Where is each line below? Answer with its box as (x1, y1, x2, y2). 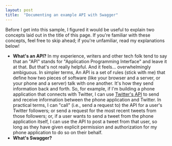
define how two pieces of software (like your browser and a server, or (12, 75, 161, 81)
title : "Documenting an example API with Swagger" (5, 12, 118, 17)
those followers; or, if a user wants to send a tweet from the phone (12, 113, 154, 119)
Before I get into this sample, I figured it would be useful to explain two (5, 26, 155, 32)
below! (5, 43, 20, 49)
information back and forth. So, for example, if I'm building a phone (12, 85, 155, 92)
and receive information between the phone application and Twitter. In (12, 96, 162, 103)
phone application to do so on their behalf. (12, 129, 103, 135)
